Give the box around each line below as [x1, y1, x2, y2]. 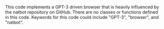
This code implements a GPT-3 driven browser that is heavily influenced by [5, 4, 160, 10]
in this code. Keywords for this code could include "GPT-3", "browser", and [5, 14, 159, 20]
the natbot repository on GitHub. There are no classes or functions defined [5, 9, 158, 15]
